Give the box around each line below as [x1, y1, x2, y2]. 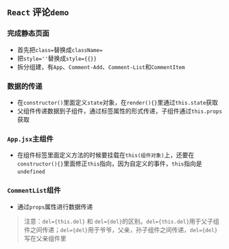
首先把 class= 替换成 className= [16, 45, 103, 53]
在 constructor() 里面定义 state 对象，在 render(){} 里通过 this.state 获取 [16, 98, 218, 106]
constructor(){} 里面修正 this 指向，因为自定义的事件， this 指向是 [16, 159, 202, 168]
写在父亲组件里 [23, 234, 67, 242]
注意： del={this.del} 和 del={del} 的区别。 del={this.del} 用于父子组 [23, 217, 219, 225]
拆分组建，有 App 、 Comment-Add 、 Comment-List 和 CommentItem [16, 62, 185, 70]
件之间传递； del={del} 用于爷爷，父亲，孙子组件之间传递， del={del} [23, 225, 218, 234]
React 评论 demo [7, 6, 69, 18]
